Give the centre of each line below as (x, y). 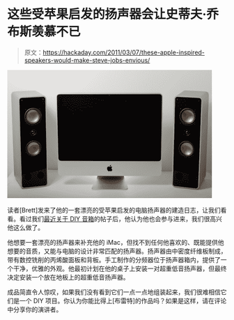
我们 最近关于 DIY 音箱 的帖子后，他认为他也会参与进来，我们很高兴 (127, 219)
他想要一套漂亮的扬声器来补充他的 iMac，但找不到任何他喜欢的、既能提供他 (116, 242)
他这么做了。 (25, 227)
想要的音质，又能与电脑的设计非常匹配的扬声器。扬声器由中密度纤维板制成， (117, 251)
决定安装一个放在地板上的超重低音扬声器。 (68, 277)
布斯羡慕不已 (44, 32)
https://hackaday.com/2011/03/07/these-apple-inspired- (124, 52)
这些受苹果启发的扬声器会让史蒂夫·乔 (113, 14)
